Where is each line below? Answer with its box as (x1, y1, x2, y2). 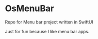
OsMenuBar (5, 3, 54, 14)
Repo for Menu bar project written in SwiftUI (5, 19, 93, 25)
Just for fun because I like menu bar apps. (5, 28, 90, 34)
